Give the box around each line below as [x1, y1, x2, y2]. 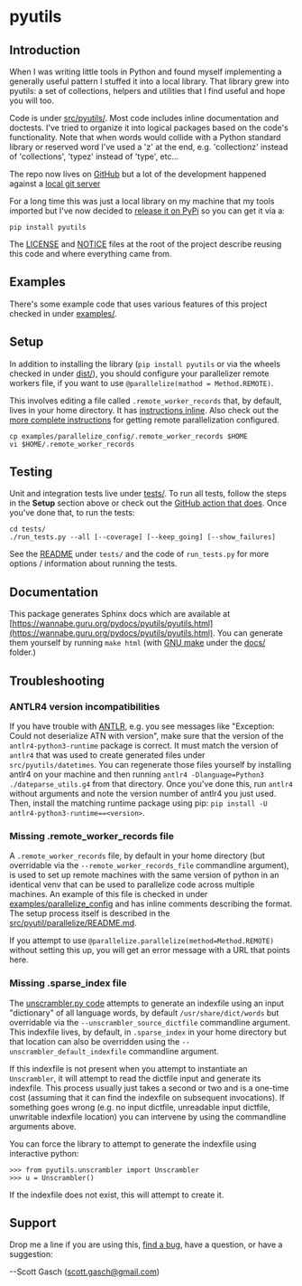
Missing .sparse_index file [9, 977, 128, 989]
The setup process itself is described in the [9, 908, 170, 919]
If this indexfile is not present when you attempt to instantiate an [9, 1063, 248, 1073]
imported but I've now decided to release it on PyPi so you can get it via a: [9, 205, 286, 216]
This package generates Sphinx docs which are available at [9, 609, 231, 619]
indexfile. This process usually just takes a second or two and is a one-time [9, 1083, 289, 1093]
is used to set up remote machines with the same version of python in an [9, 870, 279, 881]
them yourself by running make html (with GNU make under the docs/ [9, 638, 266, 648]
